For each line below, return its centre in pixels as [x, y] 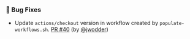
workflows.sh [31, 30]
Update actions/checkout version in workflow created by [86, 23]
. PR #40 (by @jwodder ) [78, 29]
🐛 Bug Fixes [23, 10]
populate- [172, 24]
